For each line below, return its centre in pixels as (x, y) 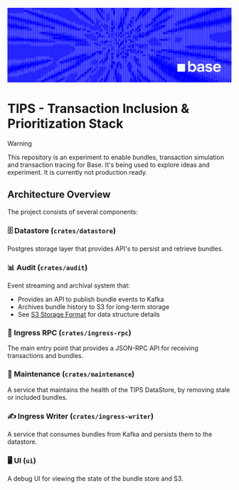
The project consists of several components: (73, 212)
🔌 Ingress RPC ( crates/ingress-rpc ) (69, 333)
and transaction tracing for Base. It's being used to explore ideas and (108, 165)
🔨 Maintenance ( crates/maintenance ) (71, 374)
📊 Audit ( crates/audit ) (48, 267)
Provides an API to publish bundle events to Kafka (91, 300)
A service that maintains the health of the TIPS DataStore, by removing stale (119, 390)
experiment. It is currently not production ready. (78, 172)
